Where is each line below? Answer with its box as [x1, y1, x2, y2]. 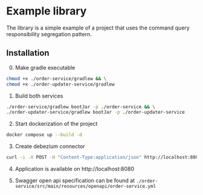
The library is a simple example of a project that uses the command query [6, 24, 190, 31]
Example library [6, 4, 87, 18]
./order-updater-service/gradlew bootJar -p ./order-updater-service [6, 110, 185, 116]
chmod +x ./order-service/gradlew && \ [6, 75, 107, 82]
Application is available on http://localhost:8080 [14, 166, 135, 172]
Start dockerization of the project [14, 120, 98, 128]
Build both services [14, 92, 63, 99]
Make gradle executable [14, 64, 76, 71]
